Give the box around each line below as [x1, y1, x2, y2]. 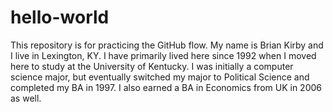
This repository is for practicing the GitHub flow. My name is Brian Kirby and [10, 39, 324, 51]
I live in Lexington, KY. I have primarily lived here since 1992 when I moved [10, 49, 317, 61]
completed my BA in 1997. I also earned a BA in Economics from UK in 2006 [10, 81, 322, 93]
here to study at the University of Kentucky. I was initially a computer [10, 60, 294, 72]
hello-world [10, 6, 110, 29]
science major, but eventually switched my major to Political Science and [10, 71, 310, 83]
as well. [10, 92, 42, 104]
